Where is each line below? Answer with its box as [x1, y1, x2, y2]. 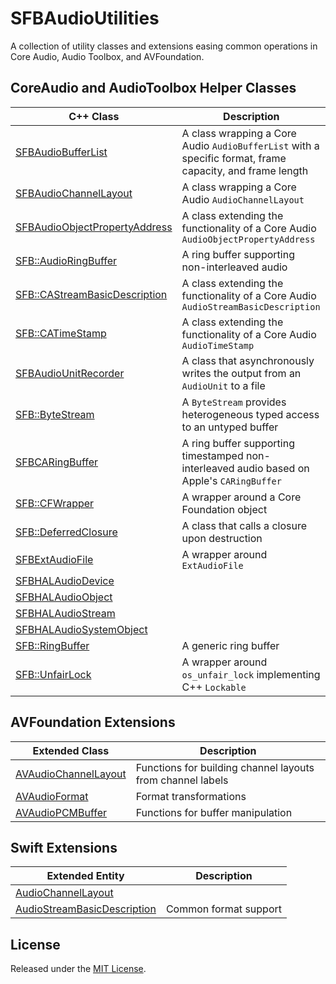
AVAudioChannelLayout [15, 767, 127, 781]
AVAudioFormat [15, 789, 89, 803]
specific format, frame [181, 151, 287, 165]
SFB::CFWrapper [15, 496, 95, 510]
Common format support [165, 902, 282, 916]
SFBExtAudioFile [15, 552, 94, 566]
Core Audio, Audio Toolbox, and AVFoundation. [10, 50, 205, 62]
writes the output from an [181, 366, 302, 380]
